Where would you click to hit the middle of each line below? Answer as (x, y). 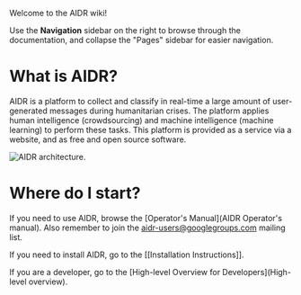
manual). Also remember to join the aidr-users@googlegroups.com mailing (147, 228)
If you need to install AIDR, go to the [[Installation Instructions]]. (127, 255)
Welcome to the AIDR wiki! (58, 13)
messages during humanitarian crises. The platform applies (159, 111)
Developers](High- (257, 272)
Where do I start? (75, 193)
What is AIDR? (64, 76)
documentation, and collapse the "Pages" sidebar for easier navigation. (142, 40)
